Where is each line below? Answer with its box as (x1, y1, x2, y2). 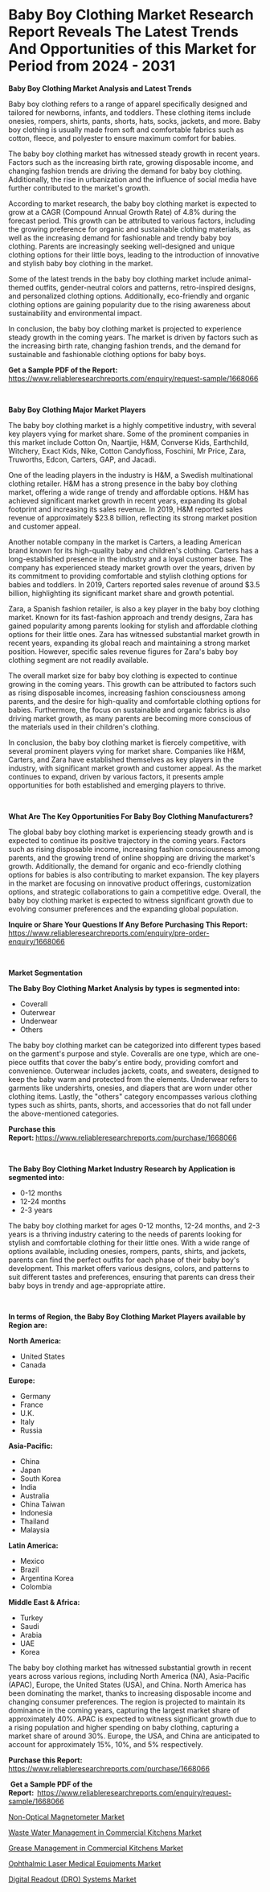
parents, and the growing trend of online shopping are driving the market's (8, 853, 256, 862)
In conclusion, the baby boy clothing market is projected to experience (8, 323, 243, 333)
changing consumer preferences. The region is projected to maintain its (8, 1697, 246, 1706)
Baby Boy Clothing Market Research (8, 6, 255, 24)
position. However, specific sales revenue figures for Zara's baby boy (8, 646, 239, 656)
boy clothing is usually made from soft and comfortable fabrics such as (8, 125, 244, 134)
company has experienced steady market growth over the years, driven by (8, 562, 256, 572)
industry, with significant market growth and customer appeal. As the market (8, 763, 262, 773)
